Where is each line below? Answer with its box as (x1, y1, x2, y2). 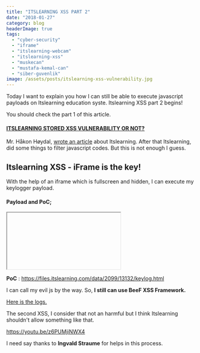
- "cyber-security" (11, 37, 61, 43)
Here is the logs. (6, 298, 47, 305)
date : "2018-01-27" (6, 14, 56, 21)
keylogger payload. (6, 185, 54, 192)
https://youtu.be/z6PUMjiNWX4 (6, 328, 86, 336)
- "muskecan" (11, 59, 45, 65)
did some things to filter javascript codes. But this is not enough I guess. (6, 144, 186, 151)
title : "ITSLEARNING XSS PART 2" (6, 8, 91, 15)
